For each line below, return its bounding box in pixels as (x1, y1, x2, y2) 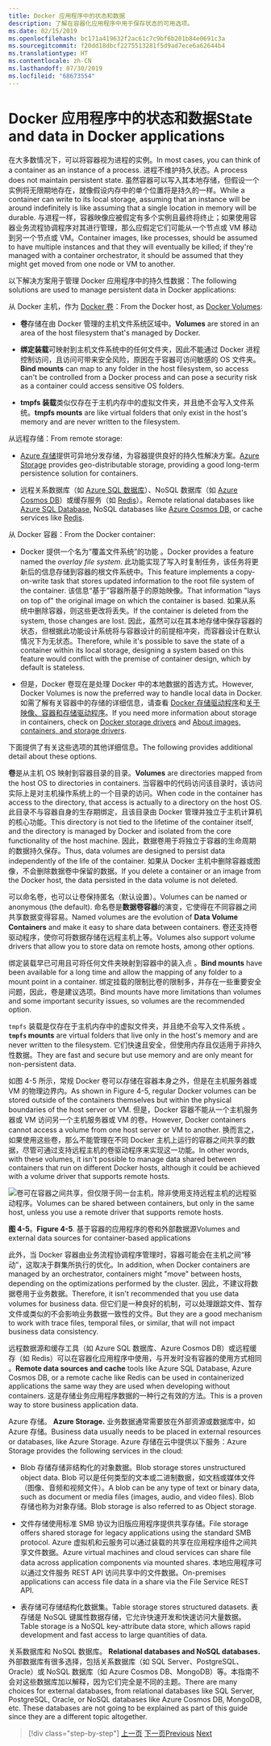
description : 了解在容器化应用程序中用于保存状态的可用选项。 (8, 19, 194, 27)
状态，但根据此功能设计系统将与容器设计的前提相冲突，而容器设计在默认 (19, 626, 261, 636)
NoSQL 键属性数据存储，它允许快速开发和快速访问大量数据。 (43, 1612, 246, 1621)
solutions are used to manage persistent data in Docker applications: (8, 285, 236, 294)
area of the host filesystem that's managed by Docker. (19, 328, 201, 337)
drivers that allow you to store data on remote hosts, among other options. (8, 941, 256, 951)
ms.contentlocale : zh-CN (8, 57, 92, 66)
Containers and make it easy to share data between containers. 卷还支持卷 (8, 922, 258, 932)
